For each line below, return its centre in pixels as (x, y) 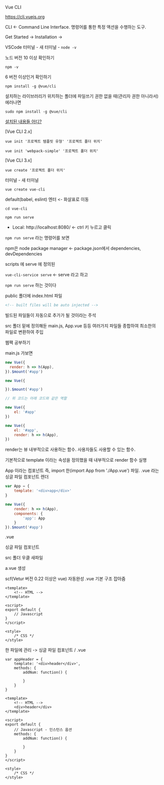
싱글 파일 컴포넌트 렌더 (27, 477)
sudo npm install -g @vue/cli (36, 112)
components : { (28, 513)
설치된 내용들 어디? (23, 121)
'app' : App (34, 518)
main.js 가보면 (19, 353)
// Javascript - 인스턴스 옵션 (43, 730)
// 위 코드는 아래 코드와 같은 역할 (36, 399)
